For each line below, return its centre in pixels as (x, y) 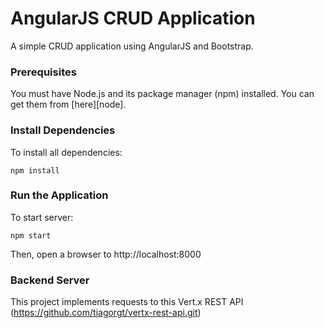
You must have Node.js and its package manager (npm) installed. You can (162, 94)
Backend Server (50, 280)
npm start (31, 235)
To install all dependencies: (66, 152)
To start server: (42, 217)
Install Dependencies (63, 130)
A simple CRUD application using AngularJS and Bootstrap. (132, 46)
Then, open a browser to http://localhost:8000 (106, 254)
